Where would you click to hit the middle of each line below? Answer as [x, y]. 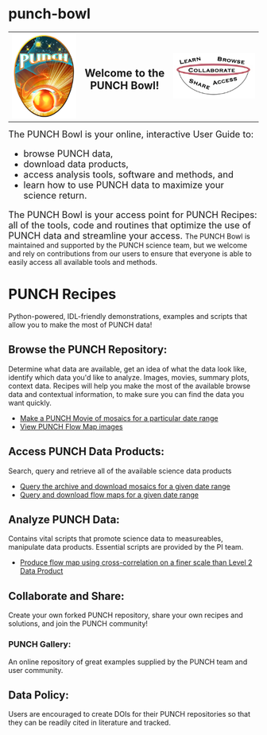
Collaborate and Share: [66, 596]
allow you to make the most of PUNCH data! [80, 325]
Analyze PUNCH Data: [64, 520]
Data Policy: [39, 695]
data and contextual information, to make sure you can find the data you [126, 394]
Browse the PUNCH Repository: [88, 350]
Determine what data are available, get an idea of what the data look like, [128, 369]
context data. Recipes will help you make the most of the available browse [130, 386]
